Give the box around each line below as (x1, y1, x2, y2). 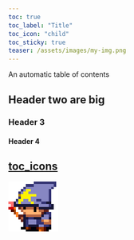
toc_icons (8, 160, 58, 174)
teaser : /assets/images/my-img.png (8, 46, 127, 55)
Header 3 (8, 117, 45, 128)
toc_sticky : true (8, 38, 66, 46)
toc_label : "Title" (8, 21, 73, 30)
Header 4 (8, 137, 40, 146)
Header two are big (8, 93, 105, 106)
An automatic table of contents (8, 70, 110, 79)
